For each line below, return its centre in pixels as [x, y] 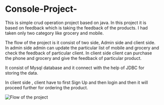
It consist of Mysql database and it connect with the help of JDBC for [75, 68]
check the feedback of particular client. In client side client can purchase [79, 53]
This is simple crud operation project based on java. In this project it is [76, 23]
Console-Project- [41, 9]
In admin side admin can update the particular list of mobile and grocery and [82, 48]
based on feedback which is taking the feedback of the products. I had [76, 27]
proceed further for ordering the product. [47, 87]
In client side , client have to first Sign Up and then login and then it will [77, 82]
